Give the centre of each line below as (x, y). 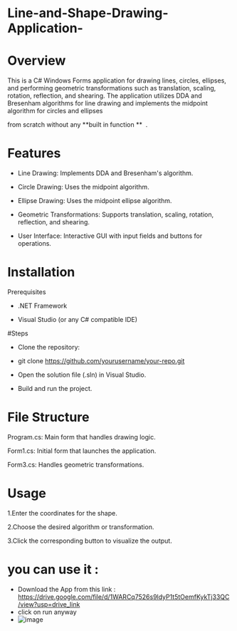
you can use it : (53, 569)
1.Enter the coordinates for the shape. (62, 513)
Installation (41, 272)
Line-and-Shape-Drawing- (88, 13)
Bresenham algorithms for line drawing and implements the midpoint (108, 103)
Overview (37, 61)
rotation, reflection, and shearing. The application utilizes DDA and (105, 96)
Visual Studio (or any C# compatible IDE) (77, 319)
